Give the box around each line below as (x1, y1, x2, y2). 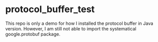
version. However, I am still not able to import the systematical (5, 25, 137, 31)
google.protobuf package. (5, 31, 61, 37)
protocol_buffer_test (5, 4, 95, 15)
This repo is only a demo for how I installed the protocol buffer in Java (5, 20, 153, 26)
